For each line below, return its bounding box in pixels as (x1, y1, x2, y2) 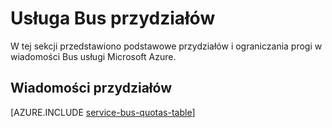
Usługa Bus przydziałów (10, 7, 216, 30)
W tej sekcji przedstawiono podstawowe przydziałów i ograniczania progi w (10, 40, 323, 52)
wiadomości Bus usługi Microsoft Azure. (10, 50, 177, 62)
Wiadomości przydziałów (10, 80, 172, 97)
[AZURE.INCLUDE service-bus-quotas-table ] (10, 106, 196, 118)
